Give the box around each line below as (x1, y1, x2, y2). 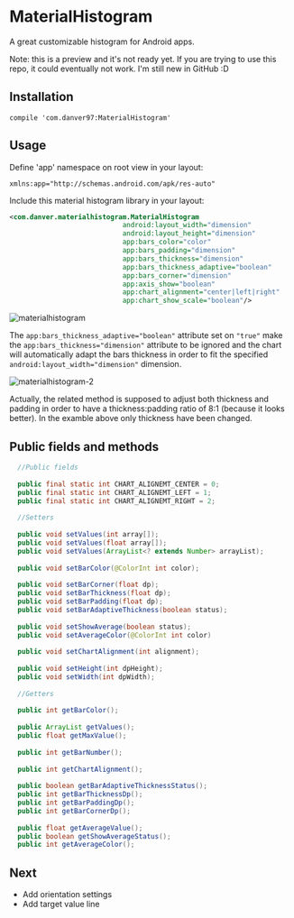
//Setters (17, 513, 54, 522)
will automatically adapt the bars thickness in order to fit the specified (9, 349, 269, 360)
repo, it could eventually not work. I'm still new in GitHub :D (9, 63, 229, 74)
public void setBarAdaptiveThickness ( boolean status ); (17, 605, 228, 614)
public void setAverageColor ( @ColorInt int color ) (17, 630, 212, 639)
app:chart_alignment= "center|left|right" (122, 288, 280, 297)
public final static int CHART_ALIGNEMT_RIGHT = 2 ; (17, 496, 216, 506)
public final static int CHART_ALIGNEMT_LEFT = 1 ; (17, 488, 212, 497)
